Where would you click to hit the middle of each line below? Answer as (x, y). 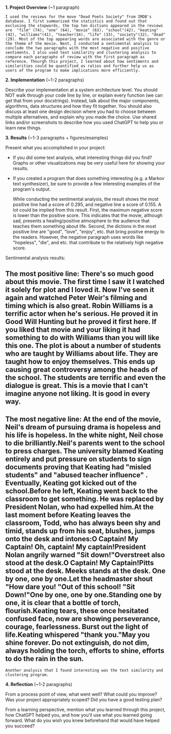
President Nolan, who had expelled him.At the (80, 507)
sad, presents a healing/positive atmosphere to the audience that (81, 221)
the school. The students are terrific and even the (86, 378)
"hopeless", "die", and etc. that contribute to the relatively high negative (88, 243)
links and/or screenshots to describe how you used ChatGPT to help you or (84, 122)
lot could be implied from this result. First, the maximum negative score (87, 210)
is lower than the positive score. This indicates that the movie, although (88, 215)
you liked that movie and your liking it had (73, 330)
